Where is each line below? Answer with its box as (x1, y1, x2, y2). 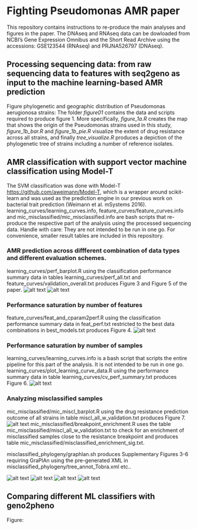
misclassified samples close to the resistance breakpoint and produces (6, 432, 178, 440)
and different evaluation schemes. (6, 254, 107, 262)
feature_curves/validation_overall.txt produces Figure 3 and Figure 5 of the (6, 280, 187, 287)
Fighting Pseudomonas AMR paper (6, 4, 181, 18)
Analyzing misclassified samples (6, 394, 103, 402)
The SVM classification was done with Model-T (6, 182, 121, 189)
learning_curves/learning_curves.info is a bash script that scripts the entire (6, 355, 187, 362)
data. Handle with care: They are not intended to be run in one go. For (6, 225, 175, 233)
